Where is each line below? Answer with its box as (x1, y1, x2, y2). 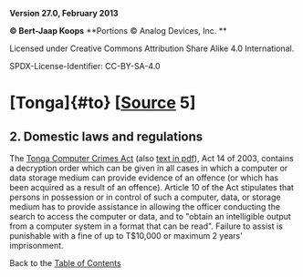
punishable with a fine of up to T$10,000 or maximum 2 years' (9, 231, 244, 241)
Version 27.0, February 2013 (9, 8, 119, 18)
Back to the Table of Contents (9, 258, 121, 268)
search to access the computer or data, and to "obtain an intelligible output (9, 211, 292, 221)
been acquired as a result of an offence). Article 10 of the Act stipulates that (9, 182, 295, 192)
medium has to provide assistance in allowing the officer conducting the (9, 201, 281, 212)
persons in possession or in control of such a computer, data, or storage (9, 191, 281, 202)
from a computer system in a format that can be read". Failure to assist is (9, 221, 283, 231)
